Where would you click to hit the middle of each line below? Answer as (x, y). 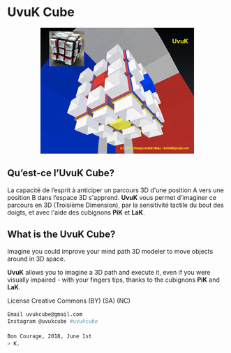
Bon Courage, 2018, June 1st (50, 336)
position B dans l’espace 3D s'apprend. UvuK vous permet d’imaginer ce (112, 197)
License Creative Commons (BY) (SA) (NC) (69, 301)
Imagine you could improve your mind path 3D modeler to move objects (110, 251)
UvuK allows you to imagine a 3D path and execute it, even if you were (109, 272)
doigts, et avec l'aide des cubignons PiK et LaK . (76, 212)
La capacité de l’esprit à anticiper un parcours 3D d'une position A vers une (116, 190)
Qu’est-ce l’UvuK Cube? (61, 173)
